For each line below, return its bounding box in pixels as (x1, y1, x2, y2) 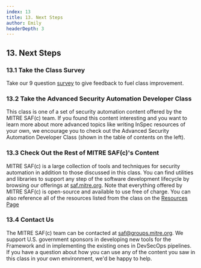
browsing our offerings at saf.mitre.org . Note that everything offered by (6, 181, 182, 189)
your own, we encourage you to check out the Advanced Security (6, 127, 170, 135)
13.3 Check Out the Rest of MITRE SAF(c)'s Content (6, 148, 159, 157)
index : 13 (6, 8, 31, 15)
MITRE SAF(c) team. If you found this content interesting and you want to (6, 115, 188, 122)
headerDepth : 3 (6, 25, 45, 32)
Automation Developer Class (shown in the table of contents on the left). (6, 133, 185, 141)
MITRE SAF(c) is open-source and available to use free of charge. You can (6, 187, 191, 195)
